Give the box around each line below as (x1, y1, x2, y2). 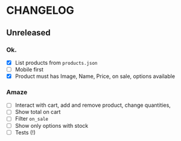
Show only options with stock (14, 122, 89, 129)
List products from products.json (14, 59, 98, 66)
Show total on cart (14, 109, 61, 116)
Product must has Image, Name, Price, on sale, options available (14, 73, 176, 80)
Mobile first (14, 65, 44, 73)
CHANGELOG (6, 4, 74, 17)
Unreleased (6, 28, 51, 38)
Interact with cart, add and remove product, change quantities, (14, 101, 171, 109)
